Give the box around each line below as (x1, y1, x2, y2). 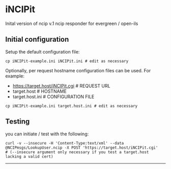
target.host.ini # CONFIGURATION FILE (12, 93, 95, 100)
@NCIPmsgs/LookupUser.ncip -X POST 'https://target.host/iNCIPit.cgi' (5, 145, 158, 150)
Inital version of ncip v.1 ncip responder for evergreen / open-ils (5, 20, 138, 26)
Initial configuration (5, 35, 69, 44)
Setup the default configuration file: (5, 48, 80, 54)
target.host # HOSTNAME (12, 88, 67, 94)
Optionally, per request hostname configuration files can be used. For (5, 67, 151, 73)
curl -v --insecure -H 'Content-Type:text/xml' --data (5, 140, 124, 146)
